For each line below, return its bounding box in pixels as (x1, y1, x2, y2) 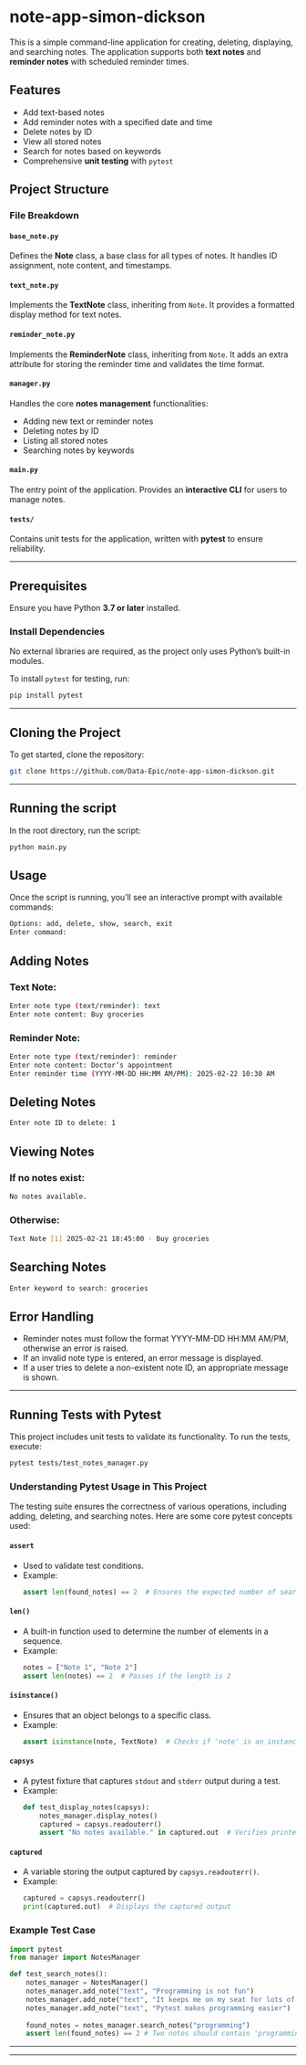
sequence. (22, 1635, 63, 1646)
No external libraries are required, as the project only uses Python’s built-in (9, 646, 291, 657)
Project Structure (9, 182, 109, 197)
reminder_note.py (9, 331, 76, 340)
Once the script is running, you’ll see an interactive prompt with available (9, 892, 283, 903)
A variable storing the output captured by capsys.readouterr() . (22, 1866, 260, 1878)
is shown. (22, 1372, 59, 1383)
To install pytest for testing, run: (9, 673, 130, 684)
